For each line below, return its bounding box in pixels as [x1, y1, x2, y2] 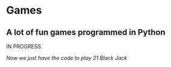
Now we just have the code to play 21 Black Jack [6, 55, 127, 61]
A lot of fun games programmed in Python [6, 27, 166, 37]
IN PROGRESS [6, 43, 41, 50]
